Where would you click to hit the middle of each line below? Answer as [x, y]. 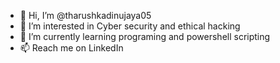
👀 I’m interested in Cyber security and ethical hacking [130, 26]
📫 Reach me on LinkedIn [71, 48]
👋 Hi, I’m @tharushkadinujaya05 [85, 15]
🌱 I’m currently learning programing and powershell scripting [145, 36]
